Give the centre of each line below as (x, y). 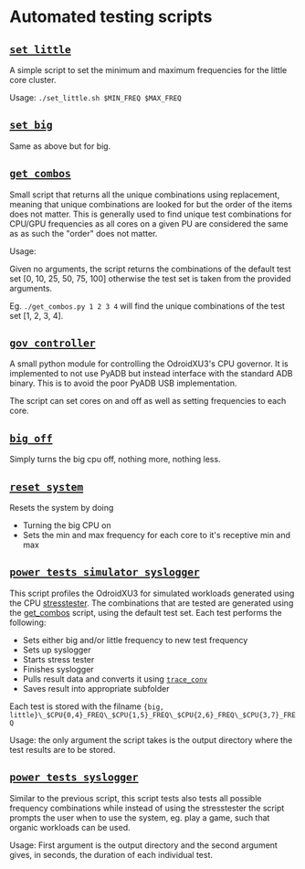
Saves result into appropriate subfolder (96, 688)
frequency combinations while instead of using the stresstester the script (147, 808)
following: (28, 622)
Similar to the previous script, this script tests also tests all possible (136, 798)
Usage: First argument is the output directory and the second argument (144, 845)
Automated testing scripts (111, 17)
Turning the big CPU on (67, 525)
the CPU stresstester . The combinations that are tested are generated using (152, 603)
